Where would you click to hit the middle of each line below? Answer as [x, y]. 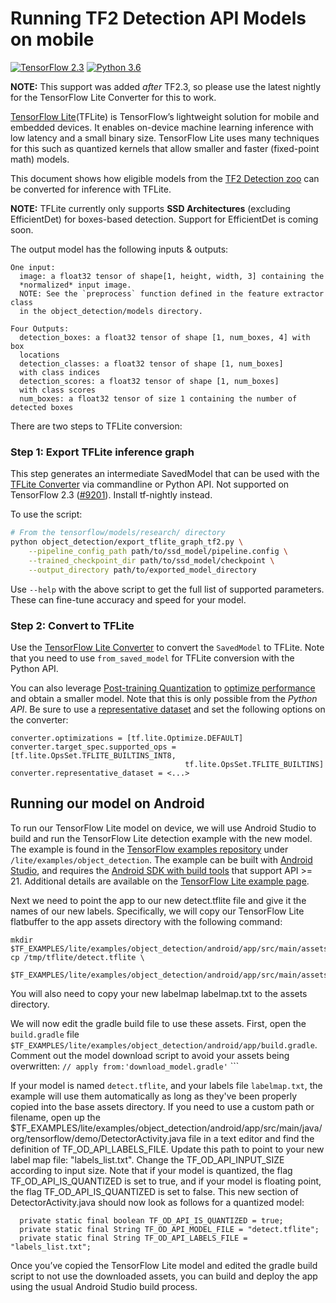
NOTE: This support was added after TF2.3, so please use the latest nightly [166, 86]
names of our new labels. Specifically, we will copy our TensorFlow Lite [157, 911]
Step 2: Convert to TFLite [72, 625]
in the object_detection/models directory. [111, 311]
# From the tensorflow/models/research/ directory [118, 533]
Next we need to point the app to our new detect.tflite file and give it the [158, 900]
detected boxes [42, 407]
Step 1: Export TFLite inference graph [102, 452]
